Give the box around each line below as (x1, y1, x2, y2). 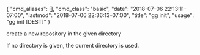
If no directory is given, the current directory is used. (6, 42, 139, 49)
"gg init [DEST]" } (6, 18, 51, 25)
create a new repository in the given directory (6, 30, 122, 37)
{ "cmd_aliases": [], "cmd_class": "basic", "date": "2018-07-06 (6, 5, 163, 12)
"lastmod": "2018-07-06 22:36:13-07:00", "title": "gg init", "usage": (26, 12, 194, 19)
